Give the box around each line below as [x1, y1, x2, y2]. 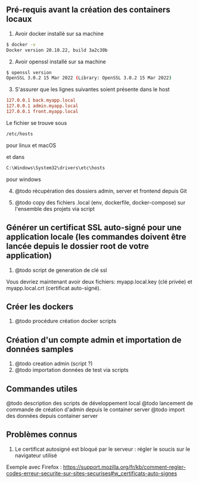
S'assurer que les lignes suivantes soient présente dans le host [14, 86, 170, 93]
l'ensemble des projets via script [14, 205, 95, 212]
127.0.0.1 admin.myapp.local [6, 103, 79, 109]
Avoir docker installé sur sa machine [14, 30, 104, 37]
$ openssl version [6, 69, 52, 75]
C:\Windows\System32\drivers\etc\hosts [6, 164, 105, 171]
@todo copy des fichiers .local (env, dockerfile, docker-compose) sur [14, 198, 186, 206]
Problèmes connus [6, 430, 77, 440]
